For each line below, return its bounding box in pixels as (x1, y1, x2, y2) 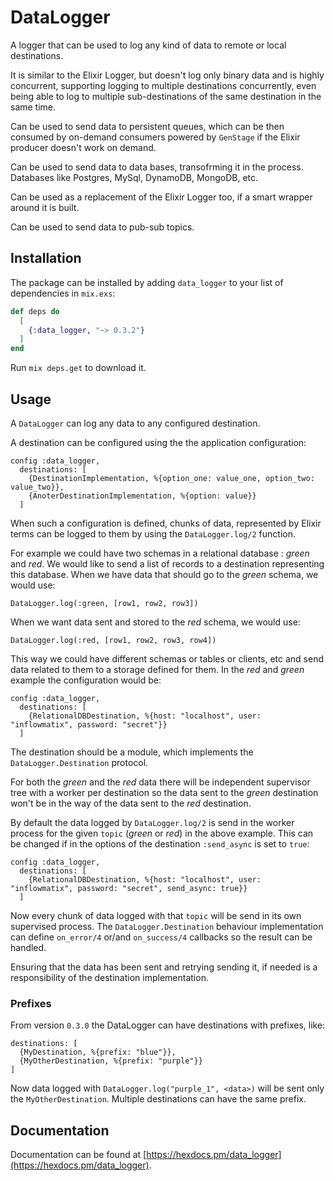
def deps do (10, 306, 60, 316)
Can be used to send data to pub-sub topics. (10, 221, 195, 233)
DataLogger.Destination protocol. (10, 756, 149, 768)
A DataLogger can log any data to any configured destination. (10, 417, 261, 429)
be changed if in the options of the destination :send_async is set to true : (10, 837, 310, 850)
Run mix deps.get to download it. (10, 362, 147, 374)
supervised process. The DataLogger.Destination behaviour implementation (10, 920, 324, 932)
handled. (10, 941, 47, 953)
